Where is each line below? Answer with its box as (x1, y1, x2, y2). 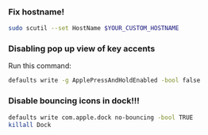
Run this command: (8, 61, 71, 71)
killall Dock (8, 121, 52, 129)
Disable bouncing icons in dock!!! (8, 95, 141, 106)
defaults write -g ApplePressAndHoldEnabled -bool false (8, 76, 201, 85)
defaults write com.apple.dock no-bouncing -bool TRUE (8, 114, 194, 121)
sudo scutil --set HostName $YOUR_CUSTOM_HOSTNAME (8, 25, 179, 33)
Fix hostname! (8, 6, 65, 17)
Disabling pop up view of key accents (8, 43, 156, 54)
